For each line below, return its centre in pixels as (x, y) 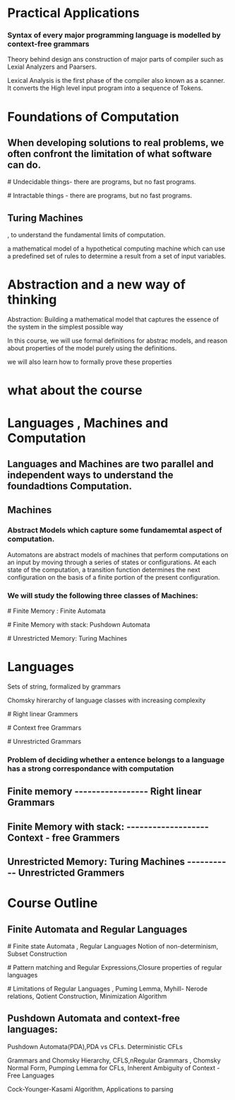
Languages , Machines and (88, 423)
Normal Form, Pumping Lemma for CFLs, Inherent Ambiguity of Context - (114, 1067)
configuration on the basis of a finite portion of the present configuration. (114, 577)
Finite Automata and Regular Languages (97, 929)
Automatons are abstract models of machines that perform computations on (118, 554)
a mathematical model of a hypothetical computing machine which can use (116, 248)
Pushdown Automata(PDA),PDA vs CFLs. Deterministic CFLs (95, 1046)
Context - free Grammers (64, 838)
